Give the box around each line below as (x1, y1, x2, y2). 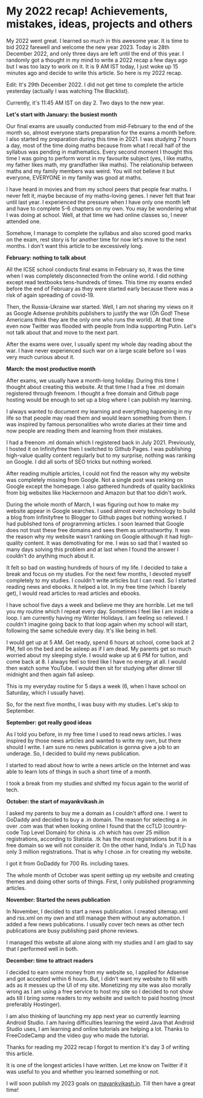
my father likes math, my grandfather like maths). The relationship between (6, 161, 193, 168)
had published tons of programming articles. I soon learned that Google (6, 520, 184, 527)
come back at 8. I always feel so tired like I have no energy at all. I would (6, 658, 186, 665)
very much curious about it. (6, 353, 75, 360)
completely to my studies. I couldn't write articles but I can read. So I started (6, 576, 196, 584)
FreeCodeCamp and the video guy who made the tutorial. (6, 1031, 149, 1039)
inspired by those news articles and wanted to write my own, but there (6, 736, 181, 744)
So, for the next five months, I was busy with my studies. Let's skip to (6, 700, 179, 708)
